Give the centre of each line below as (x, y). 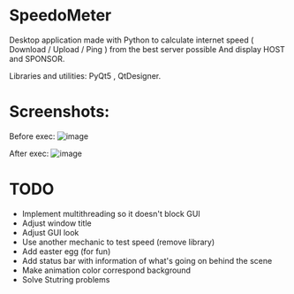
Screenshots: (60, 112)
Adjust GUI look (50, 232)
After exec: (29, 153)
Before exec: (32, 136)
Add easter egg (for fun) (66, 251)
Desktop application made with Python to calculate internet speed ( (132, 40)
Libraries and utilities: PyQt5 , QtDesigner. (85, 75)
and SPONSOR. (37, 58)
